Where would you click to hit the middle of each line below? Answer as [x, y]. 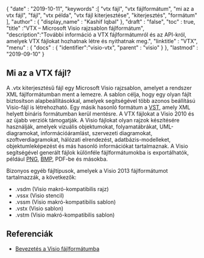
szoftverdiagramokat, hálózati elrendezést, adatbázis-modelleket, [89, 139]
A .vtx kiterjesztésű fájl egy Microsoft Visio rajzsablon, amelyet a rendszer [99, 88]
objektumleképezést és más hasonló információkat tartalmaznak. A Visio [97, 146]
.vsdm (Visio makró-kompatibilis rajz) [62, 189]
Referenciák [30, 234]
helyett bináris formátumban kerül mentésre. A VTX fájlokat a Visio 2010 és [100, 113]
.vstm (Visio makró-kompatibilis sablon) [65, 215]
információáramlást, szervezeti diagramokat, [97, 133]
